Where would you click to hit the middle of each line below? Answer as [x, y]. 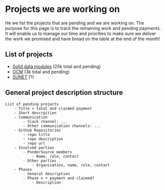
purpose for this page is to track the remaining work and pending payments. [83, 28]
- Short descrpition [35, 113]
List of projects [29, 54]
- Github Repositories [38, 130]
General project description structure [64, 93]
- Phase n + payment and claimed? [59, 178]
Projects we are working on [63, 9]
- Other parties [40, 161]
